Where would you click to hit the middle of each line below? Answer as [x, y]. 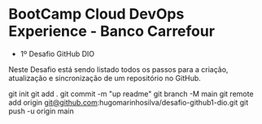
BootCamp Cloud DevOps [96, 14]
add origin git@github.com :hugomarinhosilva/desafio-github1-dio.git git [129, 102]
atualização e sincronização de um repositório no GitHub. [105, 78]
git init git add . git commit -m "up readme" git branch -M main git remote [131, 93]
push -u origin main [41, 111]
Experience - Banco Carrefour [112, 31]
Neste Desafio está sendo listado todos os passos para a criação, [118, 69]
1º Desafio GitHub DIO [57, 53]
